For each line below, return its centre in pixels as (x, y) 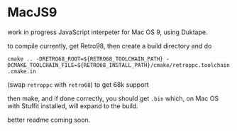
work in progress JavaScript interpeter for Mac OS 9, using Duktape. (108, 32)
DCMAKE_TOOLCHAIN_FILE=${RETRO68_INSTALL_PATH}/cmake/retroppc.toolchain (119, 65)
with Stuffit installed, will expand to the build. (73, 106)
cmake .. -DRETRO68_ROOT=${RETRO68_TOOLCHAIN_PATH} (85, 59)
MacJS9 (32, 12)
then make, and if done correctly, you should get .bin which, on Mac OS (113, 98)
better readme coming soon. (49, 120)
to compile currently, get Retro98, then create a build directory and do (110, 46)
